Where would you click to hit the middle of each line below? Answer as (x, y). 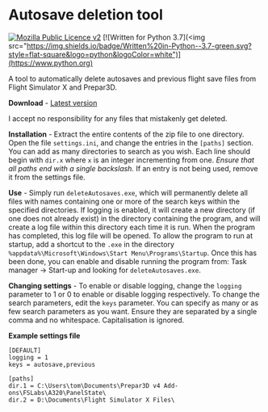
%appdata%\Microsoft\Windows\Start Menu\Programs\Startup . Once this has (132, 253)
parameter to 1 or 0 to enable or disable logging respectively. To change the (134, 294)
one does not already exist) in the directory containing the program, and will (134, 218)
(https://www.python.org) (51, 63)
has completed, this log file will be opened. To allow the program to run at (130, 235)
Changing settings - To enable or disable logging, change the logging (125, 285)
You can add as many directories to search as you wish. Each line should (130, 151)
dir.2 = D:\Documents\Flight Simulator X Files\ (92, 400)
